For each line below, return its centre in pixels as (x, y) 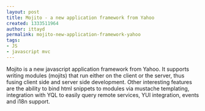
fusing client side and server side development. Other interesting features (99, 82)
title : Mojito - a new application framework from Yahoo (80, 18)
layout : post (23, 12)
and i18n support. (28, 101)
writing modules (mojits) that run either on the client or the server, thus (95, 75)
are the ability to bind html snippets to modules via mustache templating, (98, 88)
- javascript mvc (28, 52)
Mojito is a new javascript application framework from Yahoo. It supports (98, 69)
